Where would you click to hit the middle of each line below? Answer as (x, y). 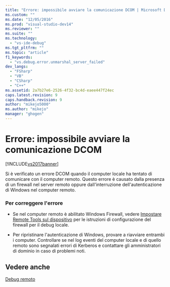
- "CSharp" (21, 81)
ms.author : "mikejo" (27, 109)
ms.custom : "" (20, 15)
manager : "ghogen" (25, 114)
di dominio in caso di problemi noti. (49, 251)
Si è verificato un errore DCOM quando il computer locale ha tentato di (79, 174)
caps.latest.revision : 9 (31, 95)
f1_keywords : (19, 57)
